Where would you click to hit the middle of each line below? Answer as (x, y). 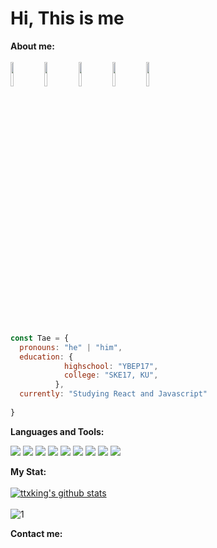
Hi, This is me (67, 18)
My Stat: (28, 471)
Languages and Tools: (57, 431)
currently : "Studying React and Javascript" (113, 394)
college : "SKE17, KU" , (111, 375)
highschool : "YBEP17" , (111, 366)
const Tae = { (40, 338)
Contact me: (36, 533)
